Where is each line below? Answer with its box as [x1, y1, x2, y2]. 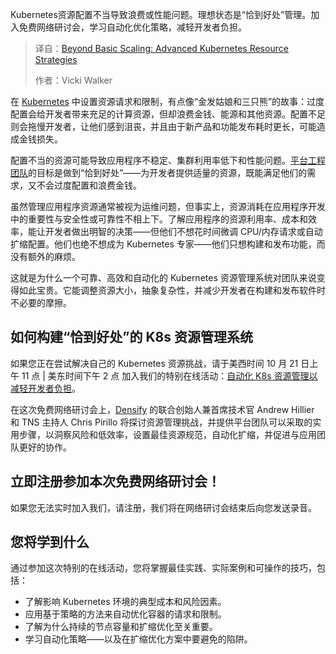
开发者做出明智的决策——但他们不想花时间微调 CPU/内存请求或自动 [44, 226, 323, 237]
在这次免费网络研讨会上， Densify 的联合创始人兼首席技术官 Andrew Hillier [10, 403, 315, 415]
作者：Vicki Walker [34, 74, 113, 86]
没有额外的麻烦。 [10, 251, 81, 262]
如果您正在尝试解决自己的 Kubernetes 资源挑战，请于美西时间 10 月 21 [10, 357, 299, 369]
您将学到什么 [10, 534, 90, 551]
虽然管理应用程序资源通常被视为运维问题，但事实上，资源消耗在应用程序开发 [10, 201, 326, 212]
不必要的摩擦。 [10, 297, 72, 308]
